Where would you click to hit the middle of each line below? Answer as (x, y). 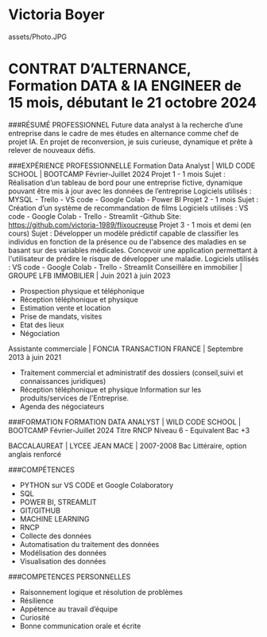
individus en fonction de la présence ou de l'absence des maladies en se (128, 241)
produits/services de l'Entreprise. (74, 398)
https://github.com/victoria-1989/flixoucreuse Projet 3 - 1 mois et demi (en (130, 225)
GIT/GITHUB (40, 510)
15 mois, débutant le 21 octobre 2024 (132, 103)
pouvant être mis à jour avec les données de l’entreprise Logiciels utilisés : (130, 191)
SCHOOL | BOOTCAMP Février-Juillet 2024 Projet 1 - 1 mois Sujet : (117, 174)
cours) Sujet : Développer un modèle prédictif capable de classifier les (124, 233)
